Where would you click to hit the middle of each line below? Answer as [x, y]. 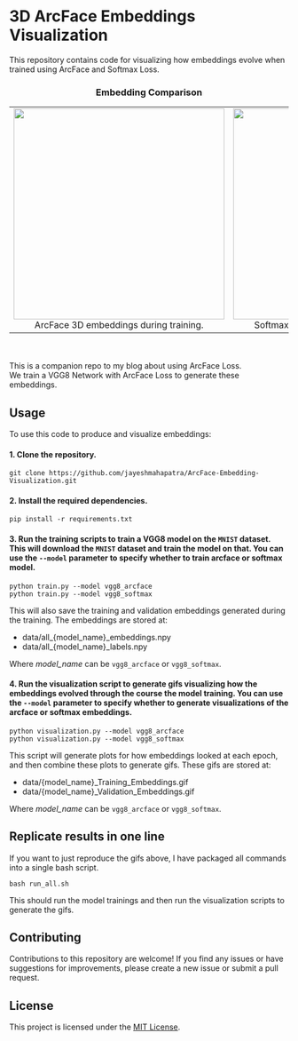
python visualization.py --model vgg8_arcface [97, 731]
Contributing [45, 938]
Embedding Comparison [149, 92]
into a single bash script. [54, 867]
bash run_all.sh [39, 884]
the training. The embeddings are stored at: [89, 620]
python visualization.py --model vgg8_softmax [97, 739]
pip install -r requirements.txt [71, 520]
